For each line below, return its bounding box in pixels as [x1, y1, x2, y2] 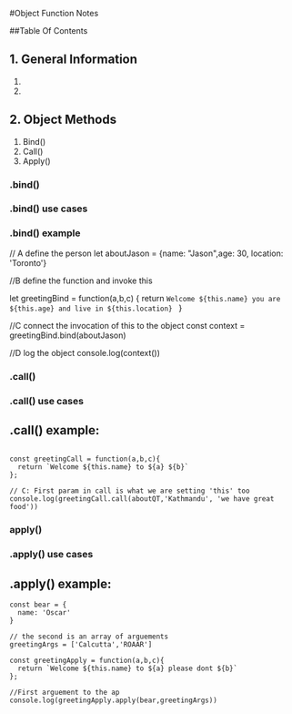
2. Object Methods [9, 112, 116, 127]
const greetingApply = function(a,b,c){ [9, 656, 166, 666]
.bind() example [9, 227, 81, 240]
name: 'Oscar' [17, 608, 71, 617]
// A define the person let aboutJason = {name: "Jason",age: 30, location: [9, 248, 284, 259]
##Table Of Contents [9, 25, 88, 36]
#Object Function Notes [9, 8, 99, 18]
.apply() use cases [9, 548, 94, 561]
